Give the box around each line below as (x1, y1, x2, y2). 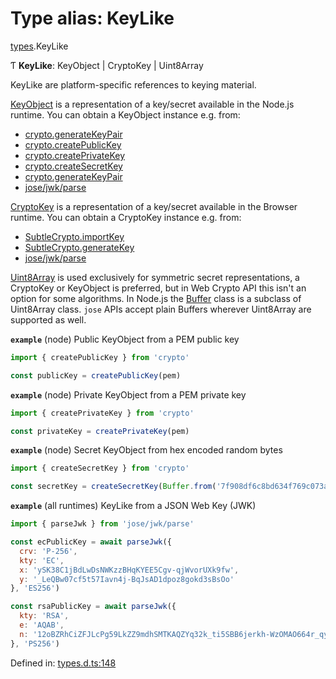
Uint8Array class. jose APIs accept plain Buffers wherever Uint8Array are (10, 303, 312, 315)
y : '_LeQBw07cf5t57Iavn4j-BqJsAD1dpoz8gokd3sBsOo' (19, 574, 235, 584)
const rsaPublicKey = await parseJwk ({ (10, 602, 177, 612)
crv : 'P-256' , (19, 546, 78, 556)
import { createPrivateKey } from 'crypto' (10, 408, 195, 418)
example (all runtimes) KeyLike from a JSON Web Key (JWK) (10, 500, 257, 512)
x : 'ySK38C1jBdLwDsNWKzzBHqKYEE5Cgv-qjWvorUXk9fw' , (19, 565, 240, 575)
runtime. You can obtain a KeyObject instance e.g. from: (10, 108, 241, 121)
